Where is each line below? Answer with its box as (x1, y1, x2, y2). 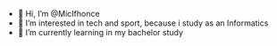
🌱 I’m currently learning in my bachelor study (17, 27, 184, 37)
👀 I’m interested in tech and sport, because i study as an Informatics (17, 18, 269, 28)
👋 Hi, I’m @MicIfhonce (17, 9, 100, 19)
